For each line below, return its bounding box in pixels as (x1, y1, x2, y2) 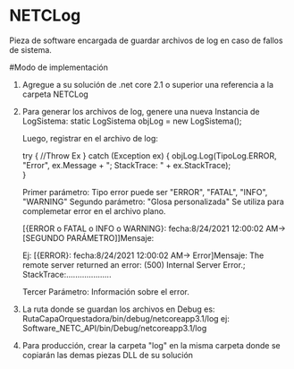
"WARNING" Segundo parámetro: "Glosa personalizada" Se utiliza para (21, 196, 284, 207)
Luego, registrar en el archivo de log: (21, 133, 159, 143)
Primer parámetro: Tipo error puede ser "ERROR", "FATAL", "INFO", (21, 186, 268, 197)
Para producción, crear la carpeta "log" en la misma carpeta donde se (21, 339, 281, 350)
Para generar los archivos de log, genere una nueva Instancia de (21, 106, 261, 116)
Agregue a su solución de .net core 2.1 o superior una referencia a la (21, 79, 274, 90)
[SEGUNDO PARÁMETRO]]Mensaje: (21, 232, 155, 243)
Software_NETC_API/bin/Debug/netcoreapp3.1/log (21, 322, 207, 333)
